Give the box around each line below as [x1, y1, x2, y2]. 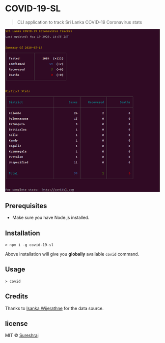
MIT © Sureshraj [5, 332, 39, 339]
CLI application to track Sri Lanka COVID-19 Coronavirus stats [17, 19, 142, 25]
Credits [5, 292, 28, 301]
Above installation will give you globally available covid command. [5, 251, 139, 257]
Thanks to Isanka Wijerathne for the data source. [5, 305, 104, 311]
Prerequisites [5, 202, 47, 210]
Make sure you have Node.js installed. [12, 214, 89, 221]
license [5, 319, 28, 328]
